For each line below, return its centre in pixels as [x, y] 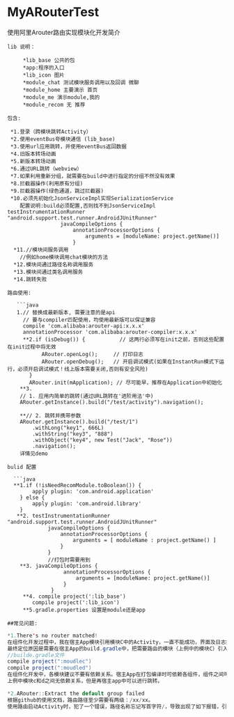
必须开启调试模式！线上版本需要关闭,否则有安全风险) [83, 369]
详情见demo [34, 454]
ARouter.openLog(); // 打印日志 [93, 354]
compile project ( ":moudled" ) [49, 668]
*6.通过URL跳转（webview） [46, 169]
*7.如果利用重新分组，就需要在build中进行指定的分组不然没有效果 [93, 176]
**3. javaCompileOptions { [59, 566]
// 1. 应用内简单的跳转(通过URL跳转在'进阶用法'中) [87, 396]
